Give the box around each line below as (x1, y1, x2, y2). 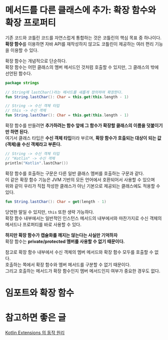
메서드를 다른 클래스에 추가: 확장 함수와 (5, 5, 156, 16)
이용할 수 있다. (10, 47, 39, 53)
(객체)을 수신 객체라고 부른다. (5, 141, 62, 147)
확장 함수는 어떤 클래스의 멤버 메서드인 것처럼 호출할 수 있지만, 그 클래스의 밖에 (5, 64, 159, 70)
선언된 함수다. (5, 70, 33, 76)
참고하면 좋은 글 (5, 312, 66, 323)
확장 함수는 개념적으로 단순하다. (5, 58, 67, 64)
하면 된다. (10, 129, 29, 135)
